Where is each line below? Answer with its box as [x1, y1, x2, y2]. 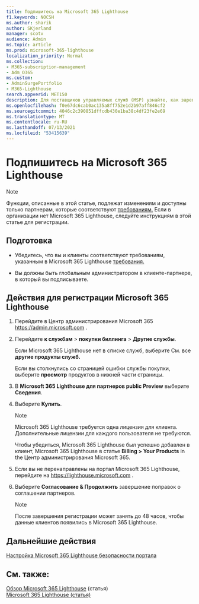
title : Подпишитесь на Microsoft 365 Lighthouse [6, 8, 129, 15]
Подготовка [6, 236, 52, 246]
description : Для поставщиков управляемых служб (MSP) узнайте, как [6, 97, 179, 103]
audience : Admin [6, 36, 46, 42]
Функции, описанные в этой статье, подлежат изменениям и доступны [6, 200, 187, 207]
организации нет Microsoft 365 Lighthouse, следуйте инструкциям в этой [6, 212, 191, 219]
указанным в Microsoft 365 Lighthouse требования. [14, 258, 145, 265]
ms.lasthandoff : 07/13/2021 [6, 125, 76, 131]
